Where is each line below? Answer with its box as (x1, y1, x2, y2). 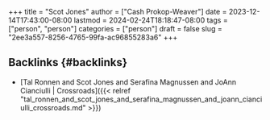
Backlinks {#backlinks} (8, 56, 127, 69)
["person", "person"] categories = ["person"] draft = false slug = (8, 24, 223, 33)
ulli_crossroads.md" (19, 102, 86, 112)
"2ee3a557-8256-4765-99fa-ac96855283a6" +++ (8, 32, 178, 42)
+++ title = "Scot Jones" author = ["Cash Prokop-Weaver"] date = (8, 7, 227, 16)
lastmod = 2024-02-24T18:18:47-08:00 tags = (73, 15, 228, 25)
